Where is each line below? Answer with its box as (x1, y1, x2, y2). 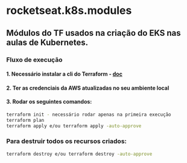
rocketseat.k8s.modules (6, 4, 132, 18)
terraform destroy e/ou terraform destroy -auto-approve (6, 151, 153, 157)
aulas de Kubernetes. (6, 37, 89, 47)
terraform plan (6, 117, 45, 123)
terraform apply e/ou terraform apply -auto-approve (6, 122, 142, 129)
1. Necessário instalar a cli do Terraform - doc (6, 70, 122, 78)
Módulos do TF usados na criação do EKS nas (6, 28, 181, 38)
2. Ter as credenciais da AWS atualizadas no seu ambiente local (6, 84, 170, 91)
